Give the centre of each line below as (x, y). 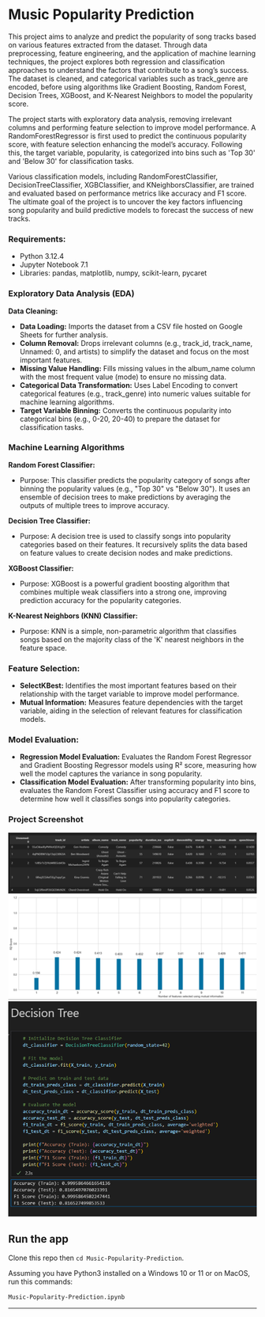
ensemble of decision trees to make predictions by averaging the (125, 497)
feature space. (43, 647)
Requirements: (37, 239)
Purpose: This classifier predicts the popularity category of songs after (135, 480)
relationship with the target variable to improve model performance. (129, 694)
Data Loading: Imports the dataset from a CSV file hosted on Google (131, 326)
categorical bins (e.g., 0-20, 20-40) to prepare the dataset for (120, 419)
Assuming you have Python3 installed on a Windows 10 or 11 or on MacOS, (129, 1273)
